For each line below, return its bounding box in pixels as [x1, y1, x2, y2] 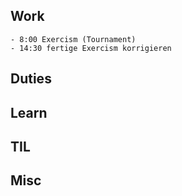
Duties [10, 70, 52, 88]
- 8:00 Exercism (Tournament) [10, 34, 137, 44]
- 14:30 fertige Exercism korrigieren [10, 43, 172, 53]
